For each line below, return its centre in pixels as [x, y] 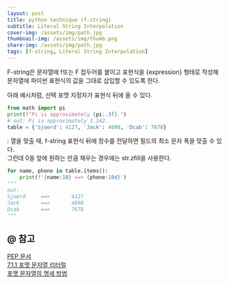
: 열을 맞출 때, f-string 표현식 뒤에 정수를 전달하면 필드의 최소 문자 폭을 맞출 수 [111, 141]
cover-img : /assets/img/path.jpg [55, 33]
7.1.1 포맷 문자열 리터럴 [37, 265]
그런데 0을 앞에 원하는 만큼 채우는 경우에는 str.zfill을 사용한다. [90, 158]
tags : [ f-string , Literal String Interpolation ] [78, 52]
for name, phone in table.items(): [58, 171]
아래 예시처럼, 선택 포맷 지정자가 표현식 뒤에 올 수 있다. [80, 95]
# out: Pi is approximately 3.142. [58, 120]
